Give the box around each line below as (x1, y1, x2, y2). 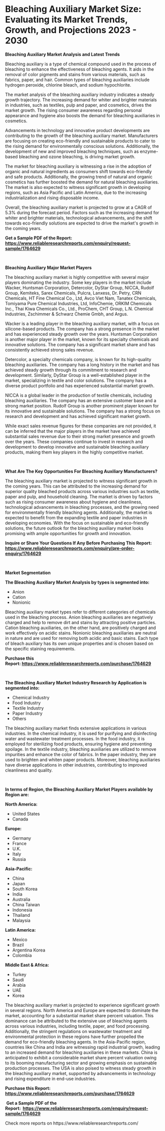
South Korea (12, 886, 38, 892)
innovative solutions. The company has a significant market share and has (5, 341, 156, 347)
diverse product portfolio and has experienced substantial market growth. (5, 382, 155, 389)
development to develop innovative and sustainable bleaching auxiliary (5, 444, 149, 450)
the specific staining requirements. (5, 645, 75, 651)
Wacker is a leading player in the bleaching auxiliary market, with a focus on (5, 320, 159, 326)
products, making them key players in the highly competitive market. (5, 449, 144, 455)
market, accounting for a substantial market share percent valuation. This (5, 1012, 154, 1018)
